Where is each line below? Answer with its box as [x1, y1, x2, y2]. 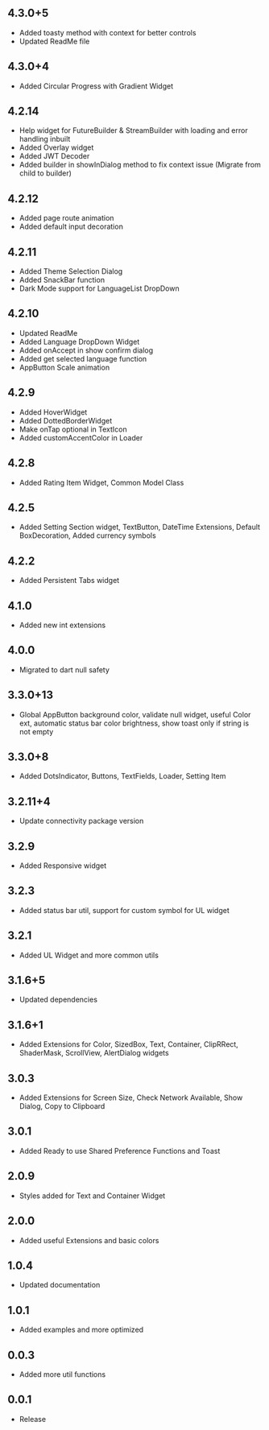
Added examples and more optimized [19, 1325, 144, 1335]
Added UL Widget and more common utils [19, 950, 159, 960]
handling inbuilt [19, 134, 71, 144]
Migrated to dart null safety [19, 664, 110, 675]
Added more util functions [19, 1369, 106, 1379]
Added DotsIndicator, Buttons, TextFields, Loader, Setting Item [19, 771, 226, 781]
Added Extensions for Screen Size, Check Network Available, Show [19, 1093, 243, 1102]
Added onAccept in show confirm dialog [19, 345, 154, 355]
